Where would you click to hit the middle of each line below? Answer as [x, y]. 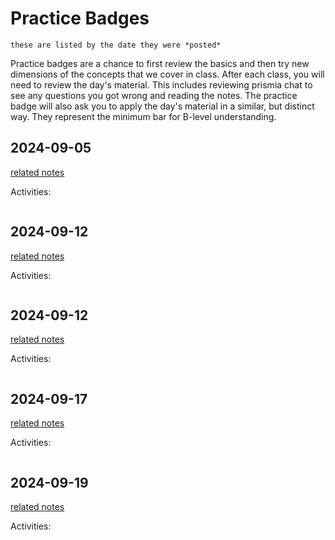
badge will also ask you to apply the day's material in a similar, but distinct [162, 106]
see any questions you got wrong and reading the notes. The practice [154, 95]
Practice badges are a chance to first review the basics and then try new [160, 63]
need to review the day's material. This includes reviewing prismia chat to [161, 84]
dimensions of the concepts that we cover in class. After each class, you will [167, 74]
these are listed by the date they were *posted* [116, 45]
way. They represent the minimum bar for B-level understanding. [143, 116]
